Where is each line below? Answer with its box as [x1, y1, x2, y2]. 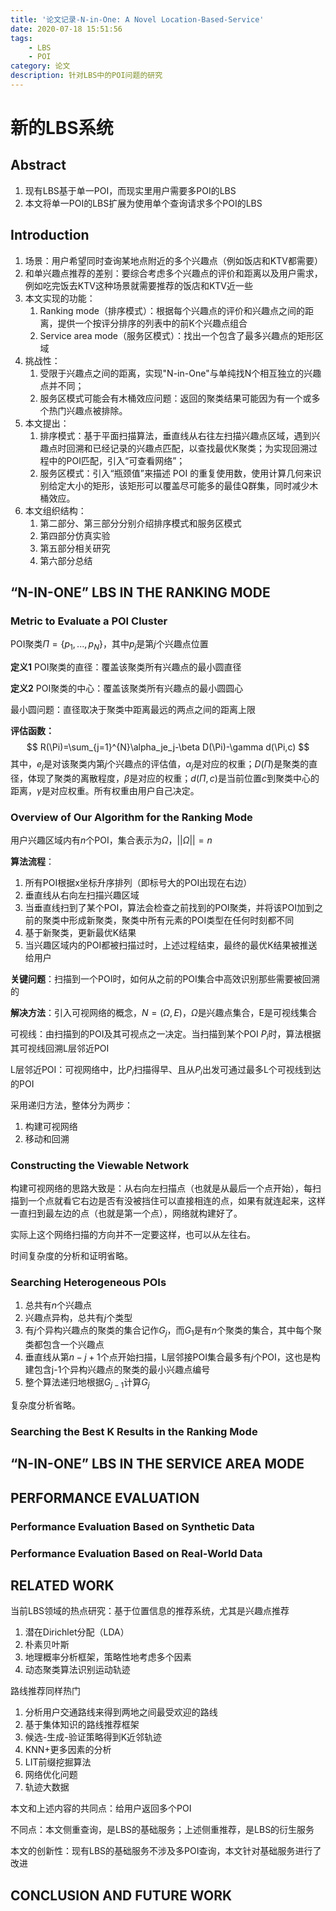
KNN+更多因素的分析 [24, 1744, 112, 1756]
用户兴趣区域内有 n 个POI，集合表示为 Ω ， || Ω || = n [10, 834, 213, 846]
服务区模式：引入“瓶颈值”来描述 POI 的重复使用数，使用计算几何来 [39, 467, 313, 479]
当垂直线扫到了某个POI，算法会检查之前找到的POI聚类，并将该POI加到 [24, 902, 315, 914]
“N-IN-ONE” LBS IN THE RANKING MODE [10, 584, 271, 601]
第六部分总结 [39, 554, 93, 566]
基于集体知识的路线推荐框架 [24, 1719, 140, 1731]
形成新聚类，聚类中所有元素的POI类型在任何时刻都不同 [68, 914, 295, 926]
